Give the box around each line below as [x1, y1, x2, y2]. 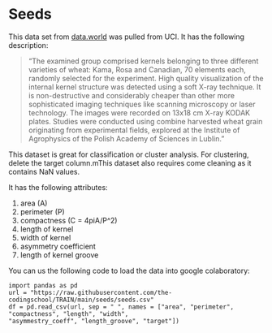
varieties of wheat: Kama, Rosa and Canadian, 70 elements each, [28, 64, 246, 74]
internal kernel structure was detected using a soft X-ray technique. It [28, 82, 261, 92]
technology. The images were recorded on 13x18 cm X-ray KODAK [28, 107, 250, 118]
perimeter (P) [19, 206, 65, 216]
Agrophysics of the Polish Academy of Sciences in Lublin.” [28, 133, 225, 143]
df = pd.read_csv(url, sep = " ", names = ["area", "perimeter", [8, 302, 234, 311]
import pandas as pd [8, 281, 79, 289]
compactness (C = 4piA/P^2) [19, 215, 118, 225]
